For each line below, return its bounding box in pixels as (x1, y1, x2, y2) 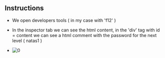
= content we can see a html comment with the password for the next (12, 32, 157, 38)
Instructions (5, 4, 44, 12)
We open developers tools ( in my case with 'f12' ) (12, 17, 117, 23)
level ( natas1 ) (12, 37, 42, 43)
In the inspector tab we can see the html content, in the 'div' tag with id (12, 27, 160, 33)
